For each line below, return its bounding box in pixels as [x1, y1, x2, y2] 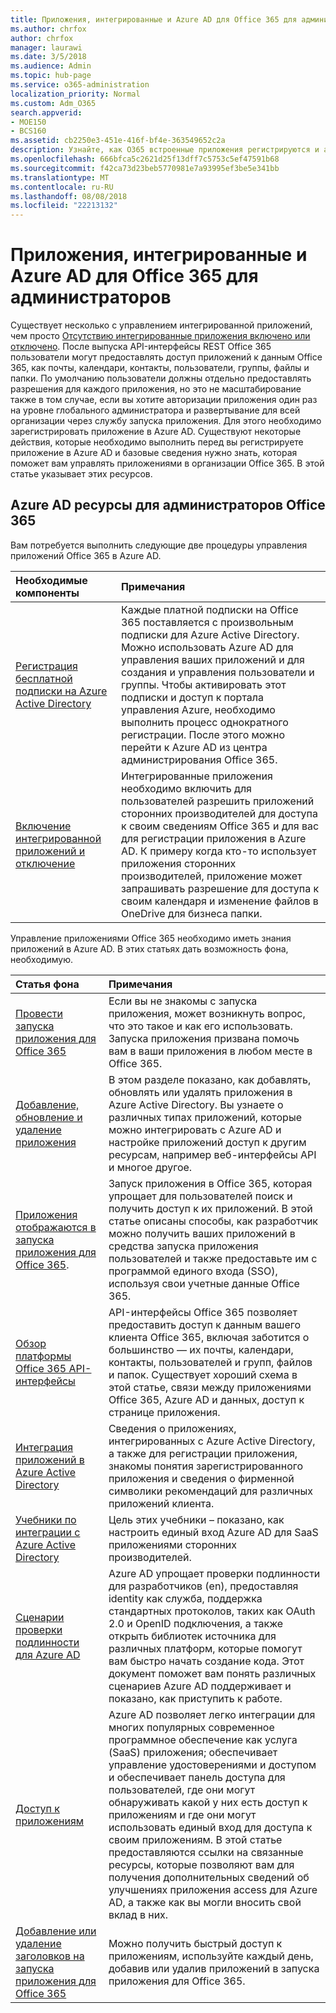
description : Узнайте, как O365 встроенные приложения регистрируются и [10, 145, 320, 155]
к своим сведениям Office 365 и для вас [120, 819, 320, 833]
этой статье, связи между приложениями [108, 1380, 312, 1394]
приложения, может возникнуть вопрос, [108, 1006, 306, 1020]
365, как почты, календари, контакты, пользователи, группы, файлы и [10, 362, 310, 374]
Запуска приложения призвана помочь [108, 1031, 300, 1045]
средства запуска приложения [108, 1239, 259, 1253]
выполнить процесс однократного [120, 715, 289, 729]
